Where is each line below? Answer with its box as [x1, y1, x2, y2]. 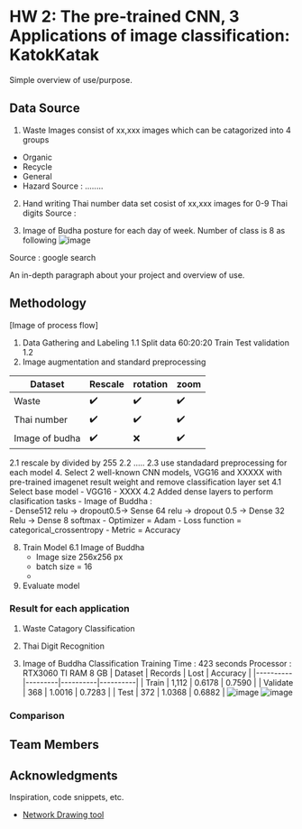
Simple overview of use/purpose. [9, 74, 133, 85]
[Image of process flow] [9, 319, 99, 330]
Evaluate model [22, 580, 80, 591]
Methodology [9, 296, 87, 311]
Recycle [22, 161, 52, 172]
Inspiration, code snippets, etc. [9, 791, 124, 802]
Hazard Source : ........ [22, 180, 104, 191]
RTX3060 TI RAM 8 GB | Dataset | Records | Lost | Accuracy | [22, 668, 252, 678]
